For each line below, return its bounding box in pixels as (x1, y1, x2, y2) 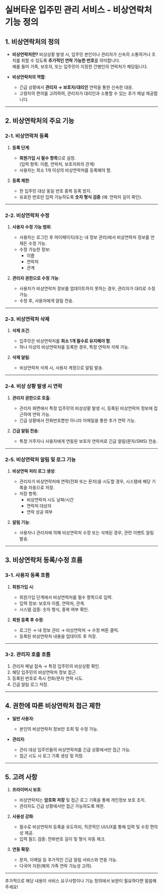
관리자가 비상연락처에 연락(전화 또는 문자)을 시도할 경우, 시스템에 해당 (19, 478, 151, 484)
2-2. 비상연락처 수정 (5, 212, 49, 219)
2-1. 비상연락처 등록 (5, 133, 49, 139)
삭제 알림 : (12, 355, 31, 360)
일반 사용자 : (12, 715, 34, 721)
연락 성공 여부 (26, 509, 53, 515)
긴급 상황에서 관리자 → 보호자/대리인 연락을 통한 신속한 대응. (19, 84, 133, 90)
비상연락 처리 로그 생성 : (12, 468, 56, 474)
